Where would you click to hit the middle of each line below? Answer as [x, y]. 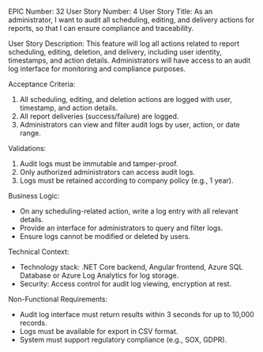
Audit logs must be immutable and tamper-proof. [99, 164]
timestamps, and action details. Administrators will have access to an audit [130, 60]
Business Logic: [34, 196]
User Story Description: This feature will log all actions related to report [124, 44]
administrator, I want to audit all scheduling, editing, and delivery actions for [131, 20]
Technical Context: [39, 252]
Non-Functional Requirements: [58, 299]
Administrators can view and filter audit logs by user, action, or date [130, 125]
